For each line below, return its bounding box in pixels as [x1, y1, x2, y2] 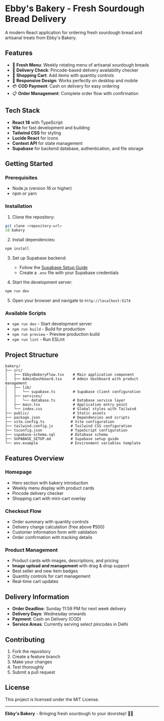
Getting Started [5, 160, 53, 168]
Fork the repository [12, 649, 51, 654]
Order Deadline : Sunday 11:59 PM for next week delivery [12, 605, 126, 612]
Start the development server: [12, 279, 73, 285]
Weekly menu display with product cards [12, 485, 94, 491]
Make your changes [12, 659, 52, 665]
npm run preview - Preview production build [12, 331, 100, 337]
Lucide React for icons [12, 135, 59, 141]
